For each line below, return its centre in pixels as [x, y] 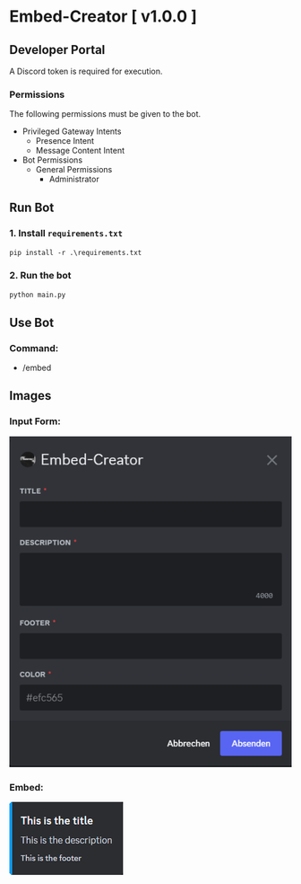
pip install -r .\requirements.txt [76, 252]
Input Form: [35, 421]
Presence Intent [65, 141]
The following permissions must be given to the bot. [105, 114]
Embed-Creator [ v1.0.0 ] [103, 17]
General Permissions [74, 170]
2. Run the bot [40, 275]
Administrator [74, 179]
